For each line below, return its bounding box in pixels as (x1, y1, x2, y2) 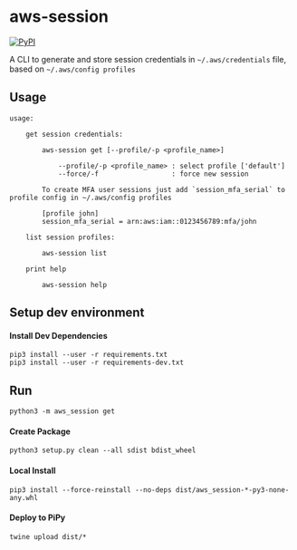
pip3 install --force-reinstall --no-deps (9, 485, 172, 495)
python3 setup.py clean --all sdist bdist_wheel (9, 446, 196, 455)
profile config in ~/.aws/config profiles (9, 193, 172, 202)
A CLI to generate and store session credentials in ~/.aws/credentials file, (9, 53, 287, 64)
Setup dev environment (9, 305, 145, 321)
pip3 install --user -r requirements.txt (9, 351, 168, 360)
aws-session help (42, 280, 107, 289)
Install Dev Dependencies (9, 330, 109, 341)
